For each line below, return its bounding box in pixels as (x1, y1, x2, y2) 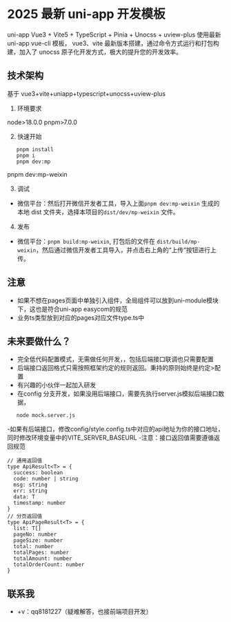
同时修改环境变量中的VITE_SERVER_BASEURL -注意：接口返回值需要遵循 (7, 434, 214, 442)
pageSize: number (13, 537, 63, 544)
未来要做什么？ (7, 336, 71, 347)
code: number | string (13, 476, 79, 483)
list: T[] (13, 525, 41, 532)
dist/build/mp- (156, 238, 201, 245)
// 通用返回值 (7, 457, 43, 465)
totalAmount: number (13, 555, 72, 563)
